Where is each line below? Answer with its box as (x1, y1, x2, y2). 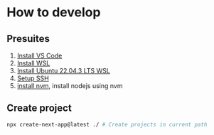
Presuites (6, 33, 50, 45)
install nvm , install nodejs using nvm (16, 82, 123, 90)
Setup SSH (16, 74, 49, 82)
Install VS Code (16, 51, 63, 60)
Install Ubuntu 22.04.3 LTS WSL (16, 67, 111, 75)
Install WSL (16, 59, 50, 67)
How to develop (6, 4, 101, 21)
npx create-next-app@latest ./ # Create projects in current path (6, 121, 208, 128)
